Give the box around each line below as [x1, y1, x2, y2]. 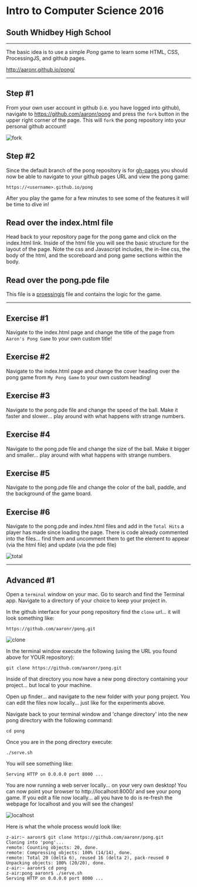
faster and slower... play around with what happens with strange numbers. [6, 412, 185, 420]
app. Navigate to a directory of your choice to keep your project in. [6, 597, 167, 604]
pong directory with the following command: [6, 716, 113, 723]
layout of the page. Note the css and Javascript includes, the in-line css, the [6, 246, 191, 253]
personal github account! [6, 123, 67, 130]
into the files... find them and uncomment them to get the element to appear [6, 535, 189, 542]
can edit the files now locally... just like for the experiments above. [6, 699, 165, 706]
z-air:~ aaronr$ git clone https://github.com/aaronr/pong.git [6, 834, 164, 840]
